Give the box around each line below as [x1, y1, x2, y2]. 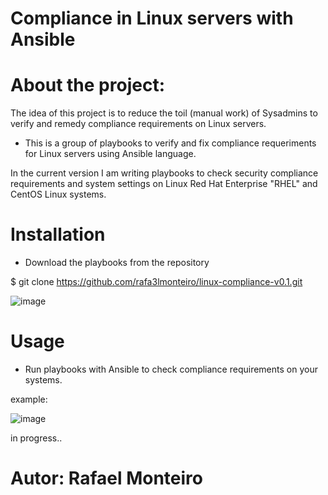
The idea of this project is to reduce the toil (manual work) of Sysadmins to [10, 107, 318, 119]
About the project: [10, 74, 165, 97]
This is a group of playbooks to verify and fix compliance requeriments [24, 137, 317, 149]
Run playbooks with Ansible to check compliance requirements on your [24, 363, 318, 375]
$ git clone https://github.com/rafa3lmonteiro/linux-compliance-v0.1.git [10, 276, 303, 288]
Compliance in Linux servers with [10, 7, 294, 30]
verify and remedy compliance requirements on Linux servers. [10, 118, 267, 130]
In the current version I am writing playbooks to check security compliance [10, 167, 319, 179]
